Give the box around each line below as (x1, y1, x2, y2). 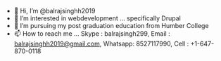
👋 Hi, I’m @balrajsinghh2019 (13, 7, 96, 15)
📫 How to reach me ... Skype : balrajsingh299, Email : (13, 29, 170, 38)
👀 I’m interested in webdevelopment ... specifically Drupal (13, 14, 181, 22)
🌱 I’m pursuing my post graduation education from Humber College (13, 22, 209, 29)
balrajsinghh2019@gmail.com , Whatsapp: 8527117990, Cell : (13, 39, 189, 48)
